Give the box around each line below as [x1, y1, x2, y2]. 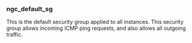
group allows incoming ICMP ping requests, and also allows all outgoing [6, 24, 187, 32]
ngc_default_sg [6, 5, 53, 13]
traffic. [6, 31, 23, 38]
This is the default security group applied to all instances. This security [6, 19, 184, 26]
